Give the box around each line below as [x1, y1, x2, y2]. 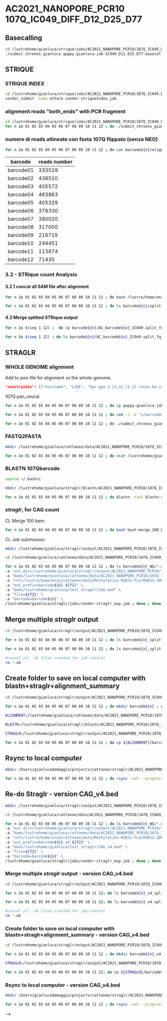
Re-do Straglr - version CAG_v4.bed [5, 790, 118, 799]
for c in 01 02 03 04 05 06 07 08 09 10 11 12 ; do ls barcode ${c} [5, 303, 148, 309]
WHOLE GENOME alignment [5, 363, 74, 370]
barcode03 [7, 183, 34, 190]
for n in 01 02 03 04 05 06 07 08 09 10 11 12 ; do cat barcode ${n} [5, 147, 150, 152]
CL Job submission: [5, 536, 46, 542]
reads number [38, 158, 73, 165]
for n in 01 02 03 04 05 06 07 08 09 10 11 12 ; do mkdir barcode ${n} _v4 [5, 952, 162, 957]
